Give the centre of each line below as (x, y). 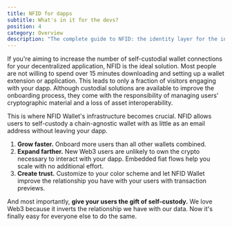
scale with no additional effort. (60, 166)
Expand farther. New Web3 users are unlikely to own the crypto (108, 152)
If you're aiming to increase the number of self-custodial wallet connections (115, 59)
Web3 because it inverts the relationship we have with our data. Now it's (110, 209)
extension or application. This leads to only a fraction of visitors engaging (112, 81)
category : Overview (35, 33)
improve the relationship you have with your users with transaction (112, 181)
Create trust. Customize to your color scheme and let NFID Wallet (111, 174)
